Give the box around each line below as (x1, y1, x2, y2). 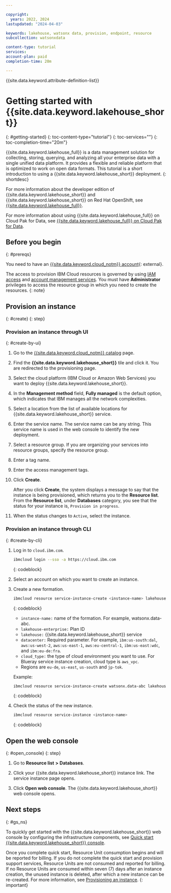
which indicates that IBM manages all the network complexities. (13, 396, 147, 402)
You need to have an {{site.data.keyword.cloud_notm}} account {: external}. (6, 261, 163, 267)
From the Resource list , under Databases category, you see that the (13, 498, 157, 504)
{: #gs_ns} (6, 818, 27, 825)
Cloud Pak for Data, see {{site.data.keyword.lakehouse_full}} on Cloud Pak (6, 217, 162, 224)
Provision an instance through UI (6, 329, 89, 336)
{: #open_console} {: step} (6, 750, 61, 756)
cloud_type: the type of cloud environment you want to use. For (20, 653, 155, 659)
